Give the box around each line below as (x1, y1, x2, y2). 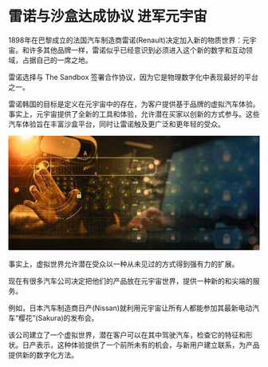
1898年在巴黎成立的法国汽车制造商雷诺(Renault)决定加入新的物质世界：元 (8, 35, 250, 45)
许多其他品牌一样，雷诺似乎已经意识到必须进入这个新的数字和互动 (29, 45, 246, 54)
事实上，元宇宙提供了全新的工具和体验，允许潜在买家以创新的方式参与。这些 (8, 109, 260, 118)
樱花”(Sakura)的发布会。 (18, 313, 99, 323)
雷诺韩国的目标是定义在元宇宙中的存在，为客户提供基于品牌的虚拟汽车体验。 (8, 99, 260, 109)
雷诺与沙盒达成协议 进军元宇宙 (8, 7, 207, 26)
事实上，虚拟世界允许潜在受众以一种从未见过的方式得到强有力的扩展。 (8, 259, 239, 269)
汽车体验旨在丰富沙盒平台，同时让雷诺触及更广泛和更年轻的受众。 (8, 119, 225, 129)
